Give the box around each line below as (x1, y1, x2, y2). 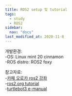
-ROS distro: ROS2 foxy (5, 59, 52, 65)
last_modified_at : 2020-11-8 (5, 35, 64, 39)
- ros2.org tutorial (5, 80, 39, 86)
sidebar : (5, 25, 23, 30)
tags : (5, 12, 16, 17)
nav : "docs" (9, 30, 34, 35)
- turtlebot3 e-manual (5, 86, 47, 92)
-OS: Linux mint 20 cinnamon (5, 54, 64, 59)
